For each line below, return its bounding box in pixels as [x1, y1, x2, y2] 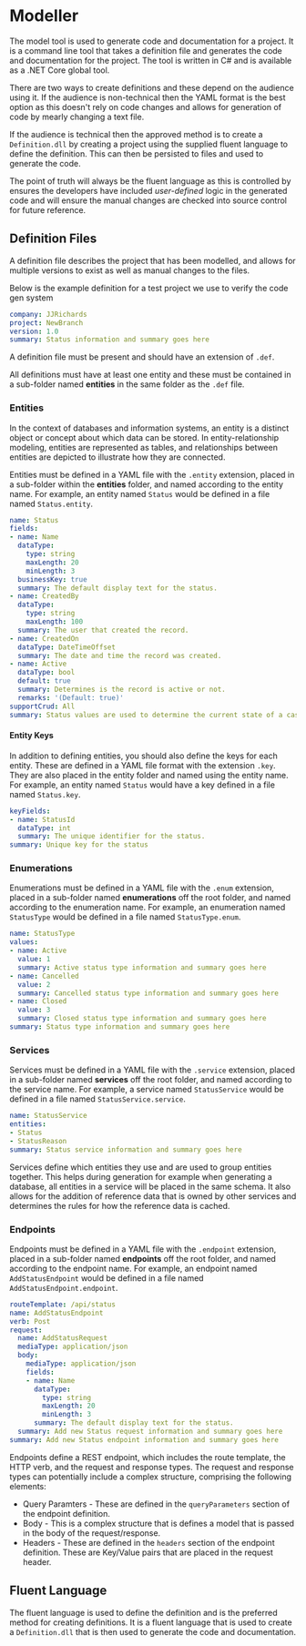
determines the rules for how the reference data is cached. [9, 1200, 230, 1211]
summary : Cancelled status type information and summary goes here [17, 989, 280, 998]
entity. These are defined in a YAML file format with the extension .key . [9, 759, 276, 770]
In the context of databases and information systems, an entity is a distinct [9, 422, 290, 433]
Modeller [9, 5, 79, 26]
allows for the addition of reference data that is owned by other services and [9, 1190, 297, 1202]
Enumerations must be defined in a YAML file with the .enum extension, [9, 882, 275, 893]
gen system [9, 292, 54, 303]
